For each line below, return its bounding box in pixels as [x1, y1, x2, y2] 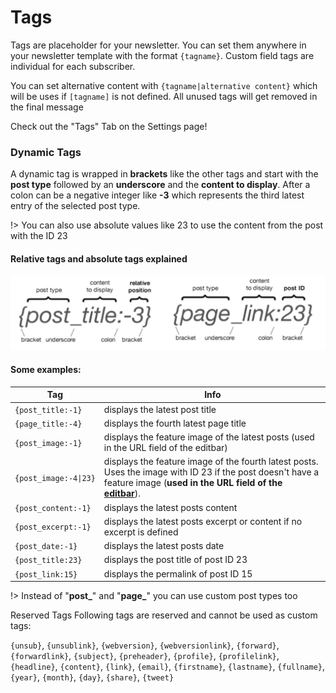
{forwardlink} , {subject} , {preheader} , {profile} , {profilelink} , [10, 650, 280, 661]
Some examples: [10, 364, 82, 376]
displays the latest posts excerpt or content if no [103, 515, 303, 527]
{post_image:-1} [14, 438, 83, 448]
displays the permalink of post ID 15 [103, 567, 253, 580]
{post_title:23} [14, 556, 83, 566]
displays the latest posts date [103, 540, 225, 551]
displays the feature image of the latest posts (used [103, 431, 315, 443]
